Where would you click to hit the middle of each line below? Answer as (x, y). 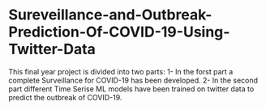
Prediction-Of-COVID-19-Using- (119, 32)
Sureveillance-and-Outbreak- (110, 15)
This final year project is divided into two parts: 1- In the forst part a (121, 71)
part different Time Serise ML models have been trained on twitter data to (131, 89)
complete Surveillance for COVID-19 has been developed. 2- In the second (133, 80)
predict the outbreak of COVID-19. (65, 97)
